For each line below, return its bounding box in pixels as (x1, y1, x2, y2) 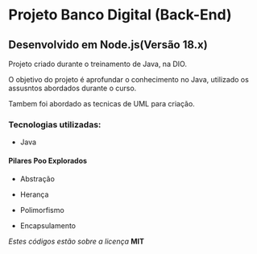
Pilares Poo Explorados (8, 156, 87, 165)
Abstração (19, 173, 55, 183)
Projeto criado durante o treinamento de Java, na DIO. (8, 59, 188, 69)
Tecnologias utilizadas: (8, 119, 102, 130)
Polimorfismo (19, 205, 64, 214)
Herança (19, 189, 49, 199)
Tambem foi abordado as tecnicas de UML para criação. (8, 99, 195, 108)
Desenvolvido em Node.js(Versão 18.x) (8, 38, 208, 52)
